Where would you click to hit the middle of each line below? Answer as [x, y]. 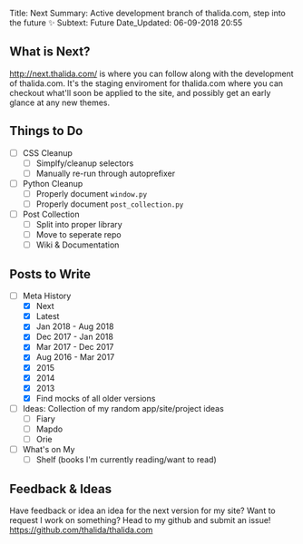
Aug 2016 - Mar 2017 [75, 357]
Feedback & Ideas [61, 489]
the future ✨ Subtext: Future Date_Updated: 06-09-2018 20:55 [126, 23]
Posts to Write [50, 274]
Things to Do [46, 131]
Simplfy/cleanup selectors [85, 163]
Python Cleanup [53, 183]
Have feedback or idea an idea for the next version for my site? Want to [142, 510]
